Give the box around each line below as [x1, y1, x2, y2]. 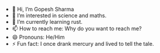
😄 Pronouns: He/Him [11, 33, 65, 40]
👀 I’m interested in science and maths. [11, 12, 107, 19]
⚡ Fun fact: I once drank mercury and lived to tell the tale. [11, 40, 155, 47]
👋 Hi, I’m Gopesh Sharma [11, 6, 74, 13]
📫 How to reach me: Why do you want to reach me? [11, 25, 142, 32]
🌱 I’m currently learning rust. [11, 18, 83, 25]
